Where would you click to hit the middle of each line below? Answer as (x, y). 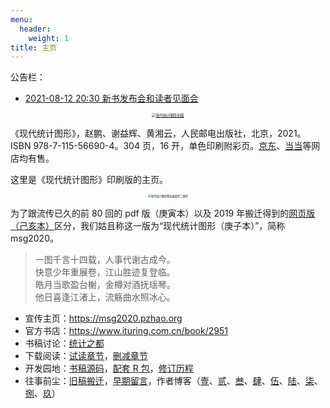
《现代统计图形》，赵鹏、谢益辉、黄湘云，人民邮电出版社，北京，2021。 (158, 133)
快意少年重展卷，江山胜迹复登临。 (105, 272)
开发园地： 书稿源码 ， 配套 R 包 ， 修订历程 (109, 368)
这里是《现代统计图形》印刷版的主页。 (89, 180)
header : (35, 29)
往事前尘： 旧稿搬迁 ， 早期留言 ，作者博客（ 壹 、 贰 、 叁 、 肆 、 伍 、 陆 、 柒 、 (173, 381)
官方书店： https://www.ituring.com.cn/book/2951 (126, 331)
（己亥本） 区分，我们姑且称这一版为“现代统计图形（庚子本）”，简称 (148, 226)
